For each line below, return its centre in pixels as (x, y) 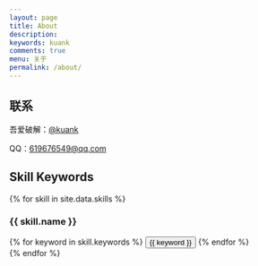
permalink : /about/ (46, 68)
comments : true (38, 51)
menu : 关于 (28, 59)
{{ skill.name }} (43, 222)
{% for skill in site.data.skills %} (68, 199)
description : (34, 34)
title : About (34, 26)
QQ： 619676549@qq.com (58, 148)
